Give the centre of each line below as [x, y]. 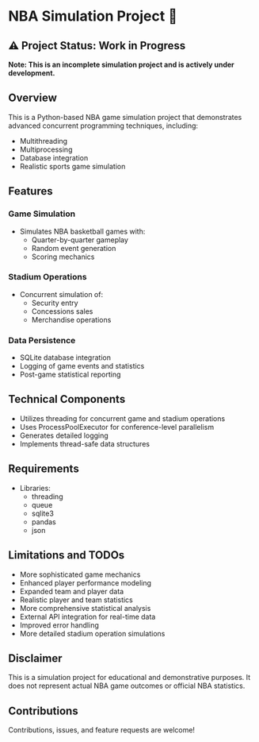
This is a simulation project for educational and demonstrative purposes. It [129, 678]
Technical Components [67, 399]
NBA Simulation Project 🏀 [93, 16]
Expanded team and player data [72, 591]
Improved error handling [59, 625]
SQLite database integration [65, 357]
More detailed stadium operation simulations [92, 633]
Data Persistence [42, 340]
